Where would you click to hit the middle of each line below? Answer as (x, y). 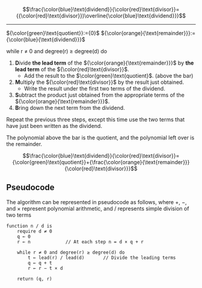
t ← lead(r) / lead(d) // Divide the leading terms (102, 258)
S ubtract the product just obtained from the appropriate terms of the (99, 95)
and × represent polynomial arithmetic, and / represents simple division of (98, 208)
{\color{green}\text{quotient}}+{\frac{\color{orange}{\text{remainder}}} (101, 162)
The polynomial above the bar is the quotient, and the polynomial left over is (100, 138)
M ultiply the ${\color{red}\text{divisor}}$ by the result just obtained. (99, 82)
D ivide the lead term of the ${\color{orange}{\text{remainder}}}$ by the (104, 63)
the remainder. (24, 144)
